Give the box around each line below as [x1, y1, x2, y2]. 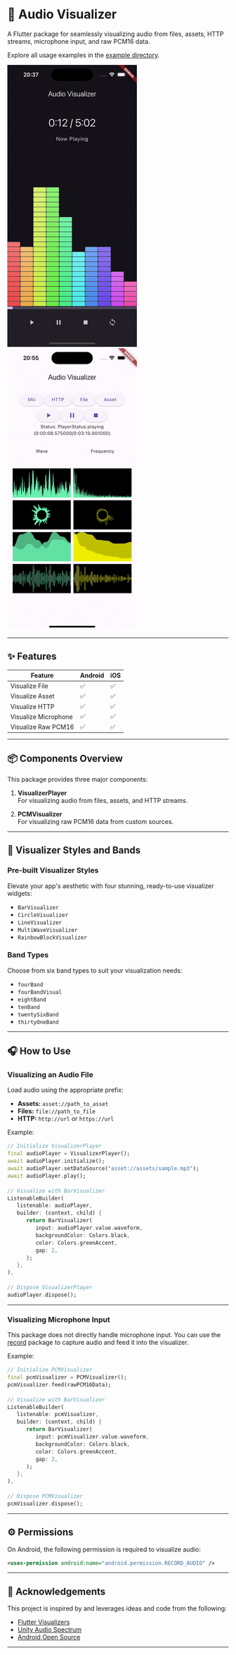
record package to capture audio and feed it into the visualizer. [7, 1339, 189, 1347]
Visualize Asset [10, 692, 55, 701]
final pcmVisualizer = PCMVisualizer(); [7, 1374, 128, 1381]
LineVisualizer [17, 919, 63, 926]
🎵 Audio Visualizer [7, 6, 117, 23]
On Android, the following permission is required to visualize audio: [7, 1545, 202, 1554]
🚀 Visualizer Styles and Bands [7, 844, 141, 856]
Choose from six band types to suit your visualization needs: [7, 966, 183, 975]
